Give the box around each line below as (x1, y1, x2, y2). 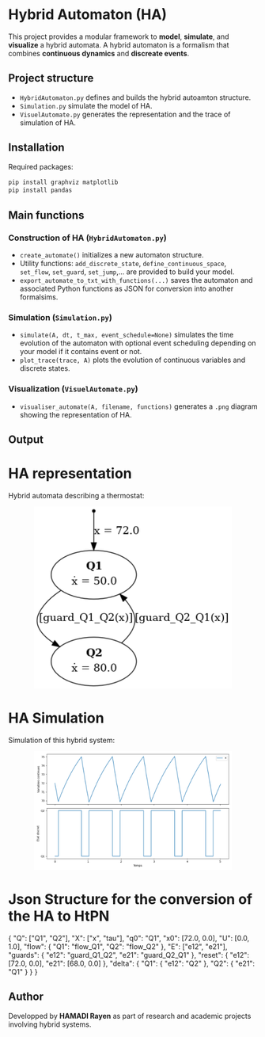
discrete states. (19, 364, 70, 373)
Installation (8, 141, 65, 154)
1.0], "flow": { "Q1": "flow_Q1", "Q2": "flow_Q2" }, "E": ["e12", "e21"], (8, 942, 228, 951)
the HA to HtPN (8, 907, 110, 925)
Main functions (8, 208, 85, 222)
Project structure (8, 71, 94, 85)
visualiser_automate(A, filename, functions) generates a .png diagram (19, 402, 258, 411)
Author (8, 990, 44, 1004)
